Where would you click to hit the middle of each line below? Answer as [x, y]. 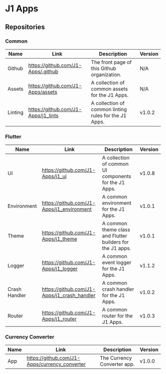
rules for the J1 [109, 116]
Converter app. [117, 364]
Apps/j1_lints [43, 116]
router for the [117, 316]
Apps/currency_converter [56, 364]
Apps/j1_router [59, 319]
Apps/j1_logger [60, 269]
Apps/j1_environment [67, 209]
